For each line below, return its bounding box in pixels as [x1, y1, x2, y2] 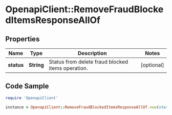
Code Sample [5, 82, 49, 91]
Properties [5, 35, 40, 43]
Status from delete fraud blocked [49, 59, 128, 65]
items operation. [49, 65, 88, 72]
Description [77, 50, 107, 56]
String [28, 62, 45, 68]
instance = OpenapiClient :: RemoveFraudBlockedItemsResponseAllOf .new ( [5, 104, 159, 110]
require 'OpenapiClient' [5, 95, 58, 100]
